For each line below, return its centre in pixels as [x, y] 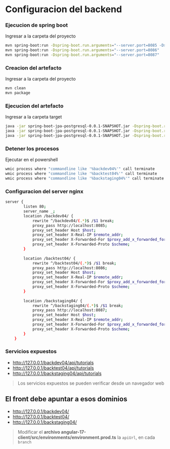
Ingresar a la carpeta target [34, 117]
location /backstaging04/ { [53, 301]
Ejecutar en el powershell [32, 160]
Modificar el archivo [39, 432]
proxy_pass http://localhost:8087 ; [70, 310]
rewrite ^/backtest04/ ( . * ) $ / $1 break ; [74, 263]
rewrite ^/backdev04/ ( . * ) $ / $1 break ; [73, 221]
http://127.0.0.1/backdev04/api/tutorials [53, 362]
